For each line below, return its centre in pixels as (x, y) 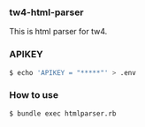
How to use (34, 95)
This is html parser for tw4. (58, 32)
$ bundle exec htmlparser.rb (63, 113)
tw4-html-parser (46, 12)
